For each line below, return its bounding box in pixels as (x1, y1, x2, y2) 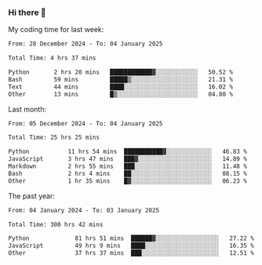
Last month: (8, 104, 47, 114)
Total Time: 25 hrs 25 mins (8, 133, 100, 142)
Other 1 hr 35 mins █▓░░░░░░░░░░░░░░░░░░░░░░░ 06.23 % (8, 176, 247, 185)
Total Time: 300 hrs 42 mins (8, 220, 104, 228)
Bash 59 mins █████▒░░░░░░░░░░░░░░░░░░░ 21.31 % (8, 75, 234, 83)
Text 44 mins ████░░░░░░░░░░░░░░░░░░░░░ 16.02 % (8, 82, 234, 91)
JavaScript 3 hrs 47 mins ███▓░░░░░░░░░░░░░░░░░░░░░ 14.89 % (8, 155, 247, 163)
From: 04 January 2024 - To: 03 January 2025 (8, 206, 159, 214)
